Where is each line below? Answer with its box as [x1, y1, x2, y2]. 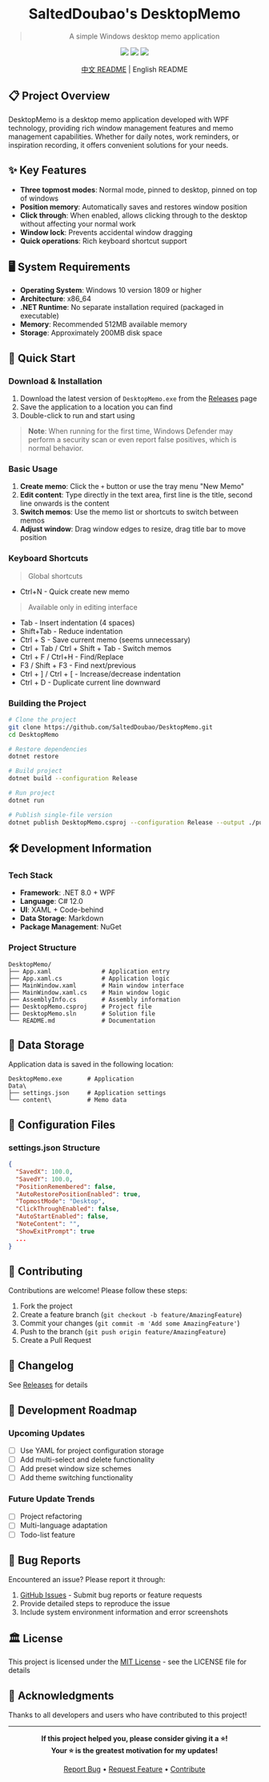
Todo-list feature [19, 1530, 76, 1540]
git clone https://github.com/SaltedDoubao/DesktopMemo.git [8, 723, 214, 731]
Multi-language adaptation [19, 1520, 108, 1530]
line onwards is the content [19, 498, 110, 508]
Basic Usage [8, 463, 58, 474]
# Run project [8, 789, 56, 797]
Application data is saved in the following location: [8, 1060, 174, 1069]
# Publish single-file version [8, 811, 113, 819]
